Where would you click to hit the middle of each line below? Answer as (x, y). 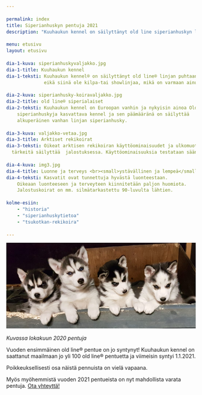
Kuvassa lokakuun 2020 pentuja (47, 338)
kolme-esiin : (23, 203)
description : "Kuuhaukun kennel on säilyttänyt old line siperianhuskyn (99, 32)
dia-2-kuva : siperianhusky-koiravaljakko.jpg (64, 95)
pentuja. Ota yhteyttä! (33, 386)
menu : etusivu (24, 44)
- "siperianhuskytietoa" (48, 216)
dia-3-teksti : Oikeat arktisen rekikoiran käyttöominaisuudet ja (90, 146)
